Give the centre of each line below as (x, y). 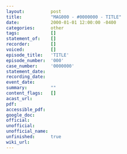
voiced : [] (31, 50)
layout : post (34, 11)
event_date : (20, 83)
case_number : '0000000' (40, 66)
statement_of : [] (31, 39)
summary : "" (31, 88)
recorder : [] (31, 45)
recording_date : (26, 77)
